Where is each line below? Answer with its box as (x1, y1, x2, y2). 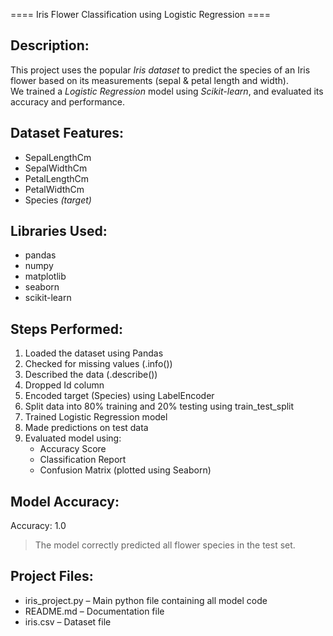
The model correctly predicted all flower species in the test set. (34, 539, 296, 551)
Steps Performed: (10, 320, 124, 338)
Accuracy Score (39, 443, 107, 455)
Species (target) (24, 194, 92, 206)
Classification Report (39, 454, 127, 466)
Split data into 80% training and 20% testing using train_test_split (24, 400, 295, 413)
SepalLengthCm (24, 151, 92, 163)
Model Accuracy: (10, 493, 120, 510)
